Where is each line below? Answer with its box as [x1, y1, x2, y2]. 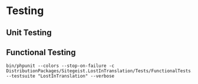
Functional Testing [6, 47, 76, 57]
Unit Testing [6, 28, 52, 38]
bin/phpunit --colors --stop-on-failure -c [6, 63, 115, 69]
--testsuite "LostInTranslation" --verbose [6, 73, 115, 79]
